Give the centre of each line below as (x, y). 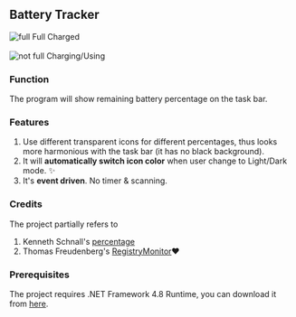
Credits (26, 204)
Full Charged (56, 36)
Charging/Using (76, 56)
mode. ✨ (39, 171)
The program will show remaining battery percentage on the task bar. (138, 99)
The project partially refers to (64, 224)
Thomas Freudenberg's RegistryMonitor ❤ (101, 251)
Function (29, 79)
